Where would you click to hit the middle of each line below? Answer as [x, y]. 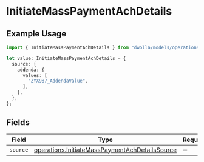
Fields [18, 123]
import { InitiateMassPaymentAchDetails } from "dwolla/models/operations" [104, 47]
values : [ [35, 75]
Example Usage [36, 34]
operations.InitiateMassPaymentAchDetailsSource [106, 150]
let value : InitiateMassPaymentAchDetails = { [66, 58]
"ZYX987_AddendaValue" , [58, 81]
